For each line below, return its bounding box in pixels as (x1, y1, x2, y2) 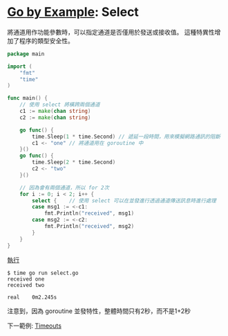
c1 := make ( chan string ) (19, 108, 91, 115)
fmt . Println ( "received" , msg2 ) (44, 223, 135, 230)
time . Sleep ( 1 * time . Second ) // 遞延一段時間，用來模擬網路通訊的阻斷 (32, 133, 221, 140)
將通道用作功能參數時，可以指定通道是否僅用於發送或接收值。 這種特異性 (7, 28, 215, 36)
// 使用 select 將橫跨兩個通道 (19, 101, 100, 108)
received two (7, 281, 45, 288)
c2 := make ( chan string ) (19, 114, 91, 121)
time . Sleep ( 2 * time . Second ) (32, 159, 116, 166)
